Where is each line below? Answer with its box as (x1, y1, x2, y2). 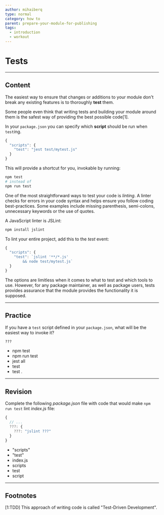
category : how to (5, 16, 41, 21)
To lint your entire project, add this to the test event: (5, 236, 109, 242)
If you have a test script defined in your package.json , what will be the (5, 324, 146, 330)
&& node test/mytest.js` (22, 259, 73, 264)
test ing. (5, 128, 21, 135)
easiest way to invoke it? (5, 329, 55, 335)
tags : (5, 25, 16, 30)
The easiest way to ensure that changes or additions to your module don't (5, 94, 154, 100)
